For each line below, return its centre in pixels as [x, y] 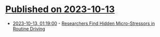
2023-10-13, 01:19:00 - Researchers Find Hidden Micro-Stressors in [84, 23]
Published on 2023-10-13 [60, 9]
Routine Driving [29, 28]
